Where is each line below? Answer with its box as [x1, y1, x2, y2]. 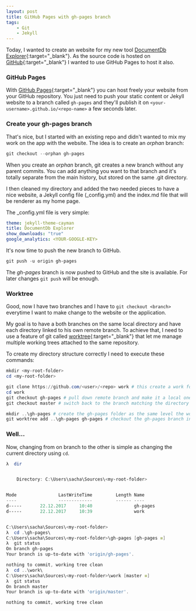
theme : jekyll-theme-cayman [6, 220, 75, 226]
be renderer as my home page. [6, 197, 80, 205]
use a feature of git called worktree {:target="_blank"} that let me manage [6, 333, 182, 340]
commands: [6, 357, 35, 364]
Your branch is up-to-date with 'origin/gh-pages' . [6, 551, 134, 557]
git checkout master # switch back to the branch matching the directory [6, 400, 190, 406]
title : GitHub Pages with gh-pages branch [6, 14, 111, 20]
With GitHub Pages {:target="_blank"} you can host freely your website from [6, 87, 188, 94]
